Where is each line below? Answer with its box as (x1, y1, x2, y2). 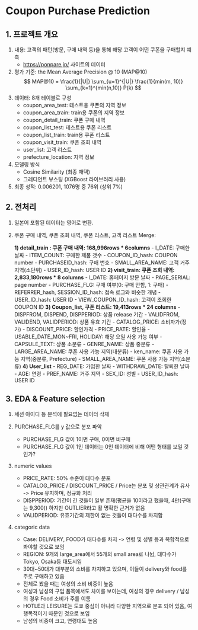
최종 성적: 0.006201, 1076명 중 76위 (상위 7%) (14, 183, 123, 190)
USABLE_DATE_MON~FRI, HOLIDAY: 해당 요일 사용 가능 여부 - (14, 333, 162, 340)
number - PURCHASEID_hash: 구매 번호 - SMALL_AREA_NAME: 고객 (14, 259, 179, 266)
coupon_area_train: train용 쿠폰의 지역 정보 (23, 109, 125, 116)
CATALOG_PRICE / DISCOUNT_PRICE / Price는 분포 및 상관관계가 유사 (23, 482, 190, 489)
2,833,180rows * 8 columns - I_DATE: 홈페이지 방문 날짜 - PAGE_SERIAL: (14, 274, 191, 281)
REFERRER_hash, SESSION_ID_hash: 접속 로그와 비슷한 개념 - (14, 289, 161, 296)
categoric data (14, 523, 50, 530)
